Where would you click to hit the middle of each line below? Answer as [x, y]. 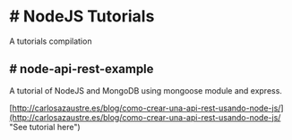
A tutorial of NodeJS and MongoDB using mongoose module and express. [146, 90]
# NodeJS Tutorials [82, 16]
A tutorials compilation [51, 41]
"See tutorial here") [45, 127]
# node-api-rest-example [82, 69]
